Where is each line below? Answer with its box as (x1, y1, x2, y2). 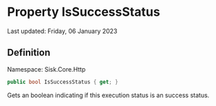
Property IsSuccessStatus (7, 4, 160, 20)
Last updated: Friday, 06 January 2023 (7, 27, 118, 35)
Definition (7, 47, 50, 59)
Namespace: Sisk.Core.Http (7, 65, 86, 73)
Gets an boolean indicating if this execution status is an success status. (7, 91, 210, 99)
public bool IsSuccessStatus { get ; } (7, 78, 118, 85)
